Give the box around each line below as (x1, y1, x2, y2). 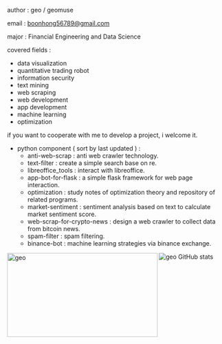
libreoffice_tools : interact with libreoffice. (27, 166, 146, 174)
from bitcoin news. (27, 225, 80, 233)
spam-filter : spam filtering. (27, 232, 105, 240)
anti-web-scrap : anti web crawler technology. (27, 151, 159, 160)
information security (16, 74, 75, 82)
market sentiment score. (27, 210, 97, 218)
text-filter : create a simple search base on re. (27, 159, 157, 167)
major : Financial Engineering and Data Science (7, 32, 141, 41)
